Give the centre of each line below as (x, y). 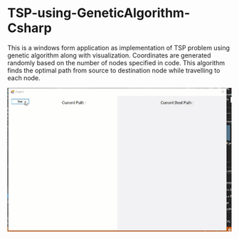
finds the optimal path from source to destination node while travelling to (114, 70)
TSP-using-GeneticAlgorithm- (99, 13)
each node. (24, 78)
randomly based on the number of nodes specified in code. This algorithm (116, 62)
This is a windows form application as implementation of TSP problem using (118, 48)
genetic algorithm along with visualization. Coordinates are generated (109, 55)
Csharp (30, 28)
